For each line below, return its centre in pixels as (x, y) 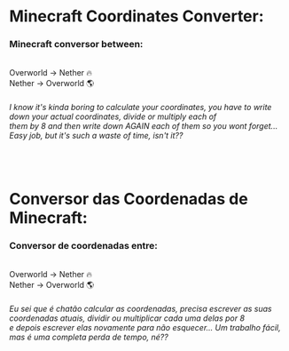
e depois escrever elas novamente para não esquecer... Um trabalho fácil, (145, 327)
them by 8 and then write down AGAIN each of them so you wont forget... (144, 126)
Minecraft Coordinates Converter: (137, 16)
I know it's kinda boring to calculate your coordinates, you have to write (141, 108)
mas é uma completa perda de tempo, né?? (89, 337)
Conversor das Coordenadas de (129, 199)
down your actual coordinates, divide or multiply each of (113, 116)
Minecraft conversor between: (76, 44)
